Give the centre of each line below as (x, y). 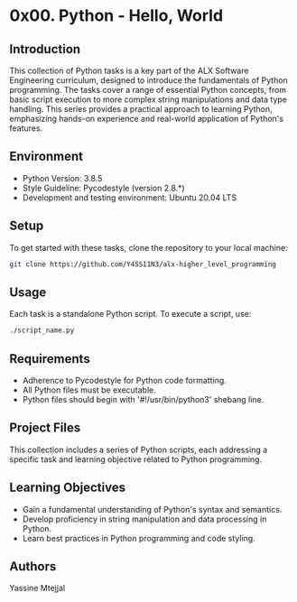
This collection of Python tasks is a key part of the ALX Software (129, 70)
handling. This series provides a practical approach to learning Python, (141, 109)
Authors (33, 566)
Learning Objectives (68, 488)
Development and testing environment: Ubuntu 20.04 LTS (130, 197)
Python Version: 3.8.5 (62, 178)
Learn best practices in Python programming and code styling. (139, 538)
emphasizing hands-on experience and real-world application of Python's (147, 119)
